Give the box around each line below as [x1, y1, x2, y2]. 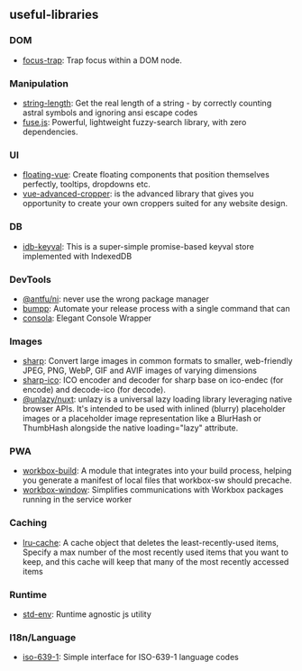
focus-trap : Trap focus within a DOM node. [22, 54, 182, 66]
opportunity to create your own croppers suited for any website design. [22, 198, 288, 209]
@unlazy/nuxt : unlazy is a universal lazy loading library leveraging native [22, 394, 293, 404]
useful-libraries [9, 7, 99, 23]
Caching [9, 517, 48, 530]
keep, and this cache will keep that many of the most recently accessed [22, 556, 289, 567]
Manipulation [9, 77, 69, 89]
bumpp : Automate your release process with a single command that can [22, 303, 290, 313]
